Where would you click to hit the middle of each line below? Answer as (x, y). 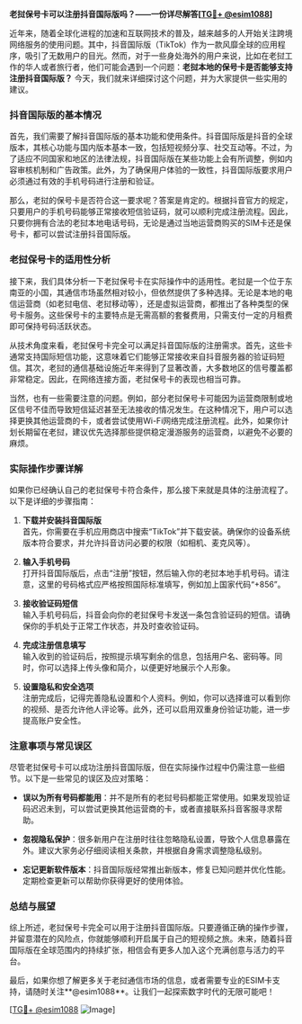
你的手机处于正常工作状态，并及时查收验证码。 (117, 625)
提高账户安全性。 (54, 720)
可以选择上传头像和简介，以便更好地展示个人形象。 (141, 667)
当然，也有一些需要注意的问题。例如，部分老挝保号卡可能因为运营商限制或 (147, 398)
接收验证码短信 (50, 603)
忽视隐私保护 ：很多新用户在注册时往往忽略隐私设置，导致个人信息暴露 (152, 840)
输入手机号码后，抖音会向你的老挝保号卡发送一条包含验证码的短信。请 (152, 615)
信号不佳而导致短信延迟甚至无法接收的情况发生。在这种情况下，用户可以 (151, 409)
